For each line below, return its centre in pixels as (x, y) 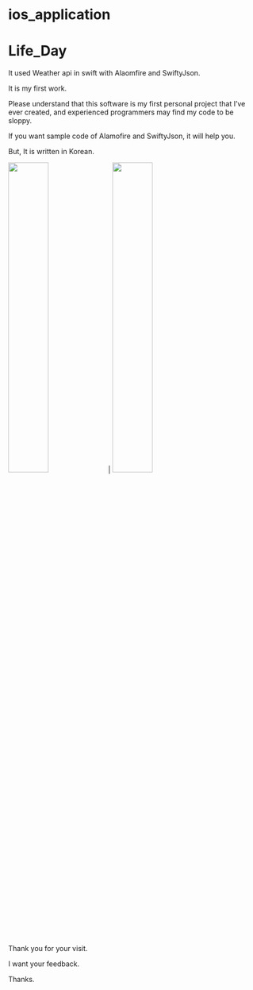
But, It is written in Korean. (52, 152)
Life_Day (38, 51)
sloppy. (20, 121)
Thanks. (21, 980)
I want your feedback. (44, 964)
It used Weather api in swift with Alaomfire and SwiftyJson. (104, 73)
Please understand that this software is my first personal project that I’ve (127, 104)
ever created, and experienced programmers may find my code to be (121, 112)
